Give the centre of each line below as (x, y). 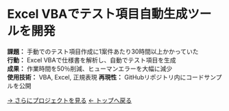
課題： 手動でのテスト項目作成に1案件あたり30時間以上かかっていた (103, 51)
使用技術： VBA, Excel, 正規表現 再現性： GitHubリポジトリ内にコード (106, 77)
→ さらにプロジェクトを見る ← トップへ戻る (70, 100)
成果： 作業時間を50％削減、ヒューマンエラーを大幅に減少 (90, 69)
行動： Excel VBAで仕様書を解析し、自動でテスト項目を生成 (92, 60)
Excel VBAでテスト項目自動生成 (97, 14)
